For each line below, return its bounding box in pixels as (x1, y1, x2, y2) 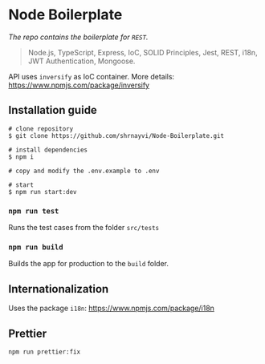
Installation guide (8, 103, 98, 117)
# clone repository (8, 124, 74, 133)
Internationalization (8, 282, 109, 296)
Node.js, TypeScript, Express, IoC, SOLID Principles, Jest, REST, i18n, (27, 47, 259, 57)
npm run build (8, 242, 63, 252)
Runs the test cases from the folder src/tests (8, 223, 159, 233)
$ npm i (8, 152, 35, 161)
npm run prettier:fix (8, 347, 81, 356)
